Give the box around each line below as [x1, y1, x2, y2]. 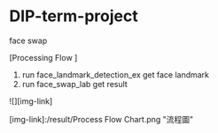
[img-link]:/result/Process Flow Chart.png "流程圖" [9, 114, 194, 124]
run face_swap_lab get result [21, 78, 128, 89]
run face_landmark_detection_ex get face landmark [21, 69, 210, 80]
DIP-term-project [9, 6, 139, 26]
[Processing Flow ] [9, 52, 78, 63]
